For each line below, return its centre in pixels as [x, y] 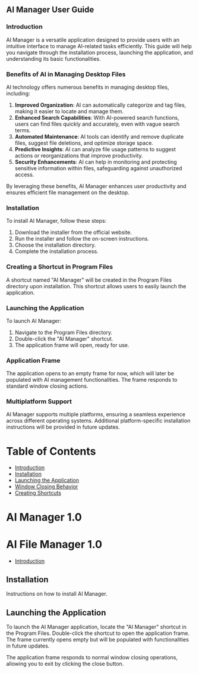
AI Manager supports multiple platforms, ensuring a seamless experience [96, 415]
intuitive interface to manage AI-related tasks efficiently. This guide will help [99, 46]
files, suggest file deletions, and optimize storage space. [84, 143]
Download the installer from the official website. [73, 232]
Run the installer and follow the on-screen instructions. [82, 239]
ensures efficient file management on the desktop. [68, 192]
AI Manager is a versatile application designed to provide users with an [93, 40]
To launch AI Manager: [34, 320]
